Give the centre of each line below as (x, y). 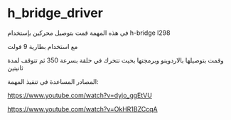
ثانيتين (15, 67)
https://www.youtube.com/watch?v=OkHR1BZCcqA (82, 109)
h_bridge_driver (55, 13)
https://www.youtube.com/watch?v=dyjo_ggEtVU (80, 95)
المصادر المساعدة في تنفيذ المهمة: (53, 81)
